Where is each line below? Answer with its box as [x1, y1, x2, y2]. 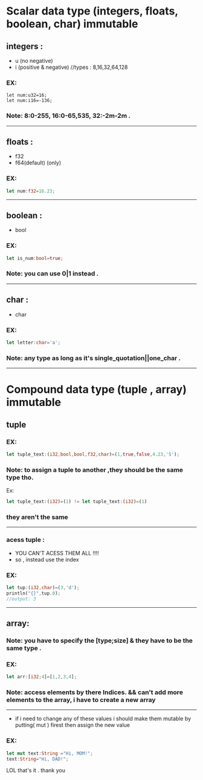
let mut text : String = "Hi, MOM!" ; [6, 750, 94, 756]
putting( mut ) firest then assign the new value [14, 721, 130, 729]
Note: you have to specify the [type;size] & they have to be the [6, 636, 193, 645]
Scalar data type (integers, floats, [6, 4, 178, 18]
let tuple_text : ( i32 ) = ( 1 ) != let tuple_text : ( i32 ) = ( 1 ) [6, 498, 147, 505]
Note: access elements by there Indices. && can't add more [6, 688, 183, 696]
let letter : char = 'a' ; [6, 340, 61, 346]
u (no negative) [14, 57, 53, 64]
